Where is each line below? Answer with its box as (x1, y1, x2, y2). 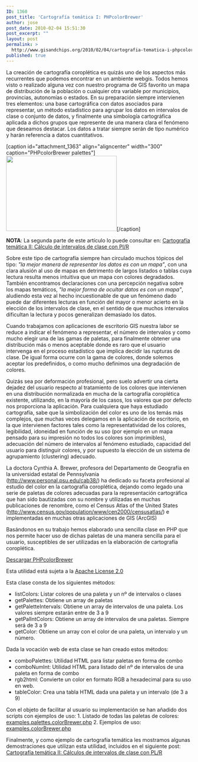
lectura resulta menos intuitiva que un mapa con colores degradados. (6, 273, 175, 280)
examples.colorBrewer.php (6, 725, 72, 732)
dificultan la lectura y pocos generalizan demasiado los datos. (6, 311, 157, 318)
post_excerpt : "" (6, 31, 49, 37)
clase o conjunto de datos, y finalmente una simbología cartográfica (6, 113, 171, 120)
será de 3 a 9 (14, 622, 47, 629)
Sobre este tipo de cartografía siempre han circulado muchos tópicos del (6, 254, 184, 261)
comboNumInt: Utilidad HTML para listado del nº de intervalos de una (14, 663, 184, 670)
